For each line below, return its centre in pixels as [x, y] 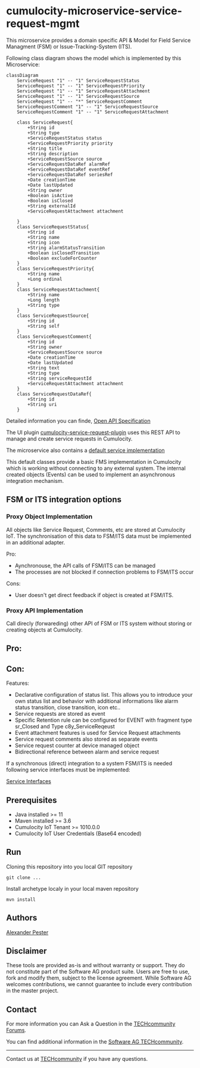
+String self [44, 326]
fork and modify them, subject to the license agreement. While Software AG [99, 978]
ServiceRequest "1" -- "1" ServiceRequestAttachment [84, 91]
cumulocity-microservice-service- [94, 11]
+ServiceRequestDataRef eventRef [69, 169]
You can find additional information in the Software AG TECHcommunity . [95, 1042]
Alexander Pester [27, 932]
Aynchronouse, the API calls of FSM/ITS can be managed [85, 565]
